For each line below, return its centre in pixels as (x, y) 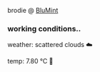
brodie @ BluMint (33, 10)
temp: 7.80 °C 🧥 (30, 61)
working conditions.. (44, 29)
